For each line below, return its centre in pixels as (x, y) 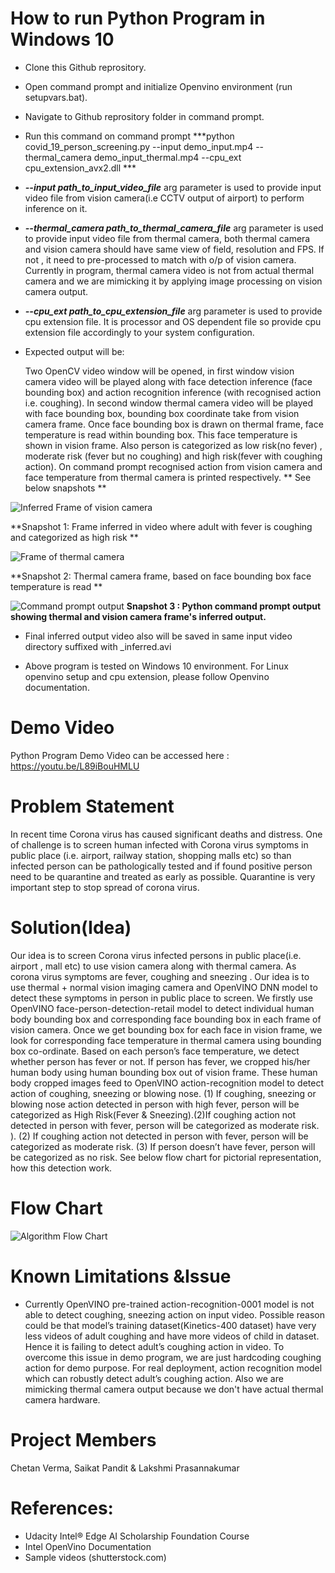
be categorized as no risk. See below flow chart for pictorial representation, (166, 1157)
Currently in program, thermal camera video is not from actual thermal (169, 270)
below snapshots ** (65, 488)
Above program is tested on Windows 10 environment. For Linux (156, 666)
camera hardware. (62, 1399)
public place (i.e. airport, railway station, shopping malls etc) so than (151, 855)
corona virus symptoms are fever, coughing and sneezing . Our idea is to (160, 976)
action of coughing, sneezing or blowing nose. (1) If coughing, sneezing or (163, 1093)
